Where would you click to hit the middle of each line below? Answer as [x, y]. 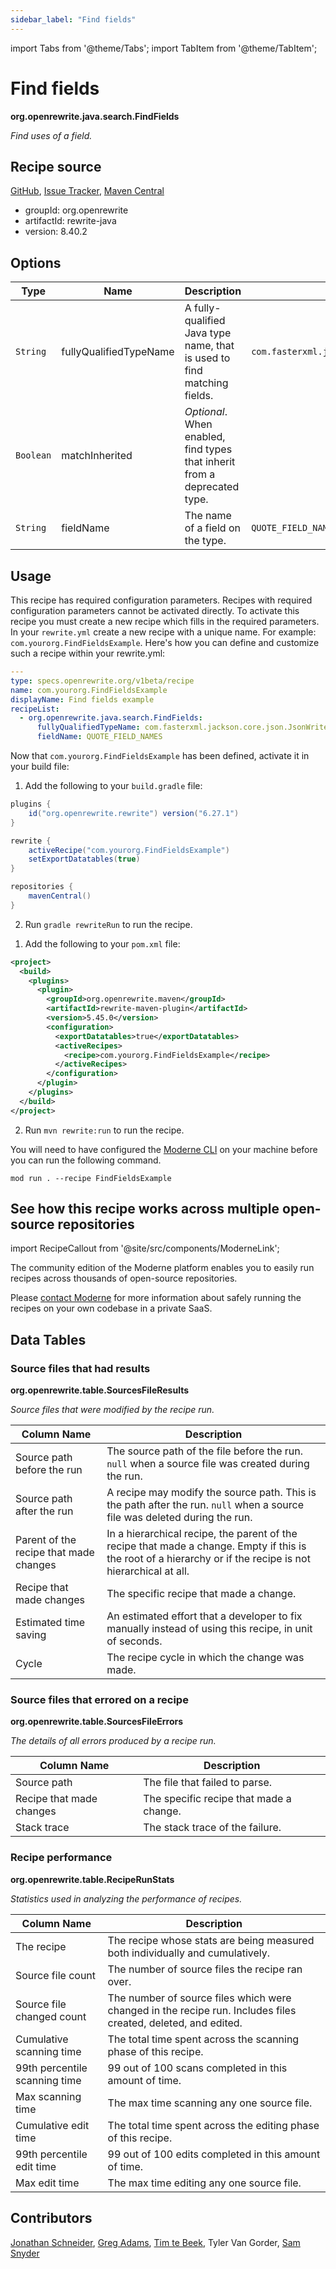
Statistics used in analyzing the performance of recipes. [126, 1898]
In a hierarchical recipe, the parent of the [202, 1534]
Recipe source [56, 166]
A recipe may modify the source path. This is [211, 1493]
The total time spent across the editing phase [213, 2125]
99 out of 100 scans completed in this [197, 2068]
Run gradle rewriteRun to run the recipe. [108, 924]
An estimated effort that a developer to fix [204, 1616]
